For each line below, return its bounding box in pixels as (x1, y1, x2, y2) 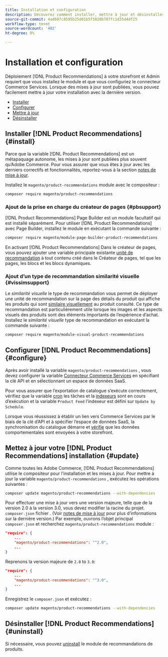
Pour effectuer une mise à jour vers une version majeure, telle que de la (5, 500, 152, 506)
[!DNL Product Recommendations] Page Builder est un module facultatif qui (5, 214, 161, 221)
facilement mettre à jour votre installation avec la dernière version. (5, 89, 141, 95)
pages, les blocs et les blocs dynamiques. (5, 260, 91, 266)
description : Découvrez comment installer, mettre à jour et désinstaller (5, 12, 164, 17)
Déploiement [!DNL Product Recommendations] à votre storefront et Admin (5, 73, 160, 79)
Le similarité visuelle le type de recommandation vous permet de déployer (5, 291, 158, 297)
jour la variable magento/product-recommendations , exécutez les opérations (5, 475, 159, 482)
